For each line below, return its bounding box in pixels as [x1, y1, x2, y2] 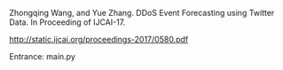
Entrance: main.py [9, 51, 75, 61]
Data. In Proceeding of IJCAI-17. [9, 17, 126, 27]
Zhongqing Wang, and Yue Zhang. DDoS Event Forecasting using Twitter [9, 8, 275, 18]
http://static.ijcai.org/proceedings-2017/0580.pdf [9, 35, 189, 44]
